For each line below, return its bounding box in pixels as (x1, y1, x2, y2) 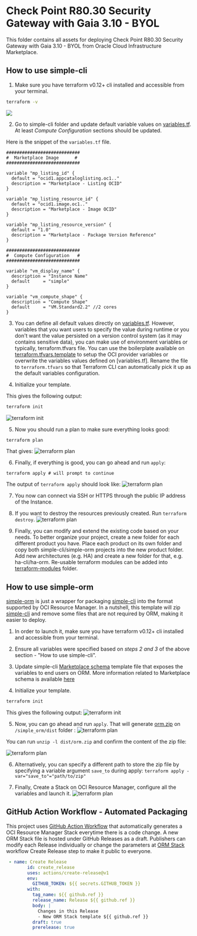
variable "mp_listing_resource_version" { (6, 222, 112, 228)
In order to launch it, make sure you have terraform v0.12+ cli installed (14, 628, 184, 635)
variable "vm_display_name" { (6, 268, 81, 274)
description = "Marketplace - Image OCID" (11, 206, 117, 212)
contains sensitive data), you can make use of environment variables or (14, 338, 188, 345)
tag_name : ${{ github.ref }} (32, 892, 104, 898)
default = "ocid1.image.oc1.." (11, 201, 88, 207)
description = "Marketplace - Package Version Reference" (11, 232, 157, 238)
